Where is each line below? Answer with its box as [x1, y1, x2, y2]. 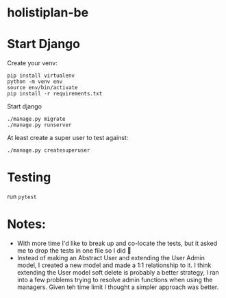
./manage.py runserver [7, 122, 72, 128]
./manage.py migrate [7, 115, 66, 123]
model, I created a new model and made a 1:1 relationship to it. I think [16, 261, 212, 269]
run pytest [7, 192, 37, 200]
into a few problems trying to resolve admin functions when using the [16, 276, 213, 284]
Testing [7, 170, 51, 185]
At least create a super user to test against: [7, 134, 129, 142]
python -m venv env [7, 78, 63, 85]
